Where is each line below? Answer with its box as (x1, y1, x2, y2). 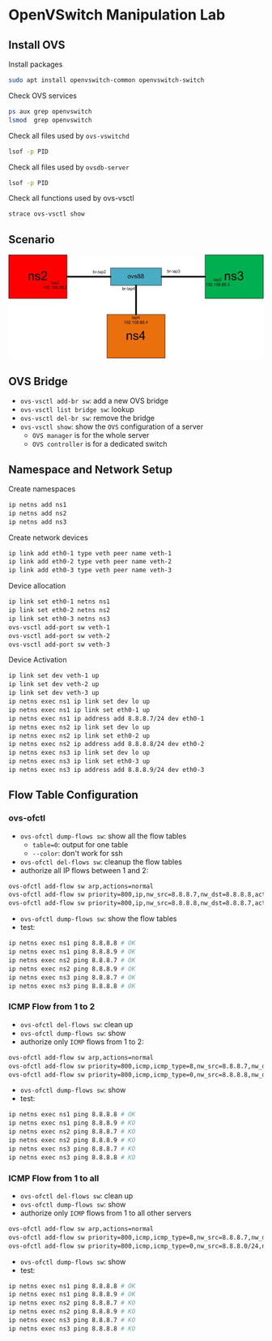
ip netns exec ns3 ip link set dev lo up (8, 748, 151, 757)
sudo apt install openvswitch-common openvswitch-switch (8, 76, 205, 84)
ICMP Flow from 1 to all (8, 1172, 100, 1184)
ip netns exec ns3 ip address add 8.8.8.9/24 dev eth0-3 (8, 766, 205, 774)
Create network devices (8, 533, 89, 542)
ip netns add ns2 (8, 509, 67, 517)
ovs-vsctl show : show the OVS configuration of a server (19, 422, 204, 431)
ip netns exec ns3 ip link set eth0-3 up (8, 757, 151, 765)
